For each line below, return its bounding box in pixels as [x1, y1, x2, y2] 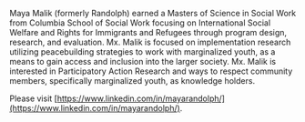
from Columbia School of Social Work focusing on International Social [9, 17, 271, 28]
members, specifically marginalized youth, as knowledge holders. [9, 76, 256, 86]
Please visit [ [9, 93, 57, 104]
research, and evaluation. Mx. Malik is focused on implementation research [9, 36, 291, 47]
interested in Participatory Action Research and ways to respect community [9, 66, 293, 76]
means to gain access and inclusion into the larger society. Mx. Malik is [9, 56, 276, 66]
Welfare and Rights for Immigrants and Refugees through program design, [9, 27, 288, 37]
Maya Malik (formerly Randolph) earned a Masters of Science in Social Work [9, 8, 297, 18]
